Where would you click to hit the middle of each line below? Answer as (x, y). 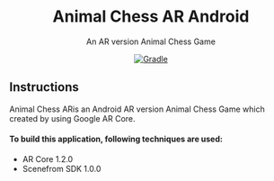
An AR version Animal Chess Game (151, 41)
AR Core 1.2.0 (48, 158)
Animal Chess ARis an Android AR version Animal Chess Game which (137, 109)
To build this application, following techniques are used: (116, 139)
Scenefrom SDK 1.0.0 (62, 168)
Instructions (44, 87)
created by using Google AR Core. (73, 118)
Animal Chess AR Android (151, 17)
